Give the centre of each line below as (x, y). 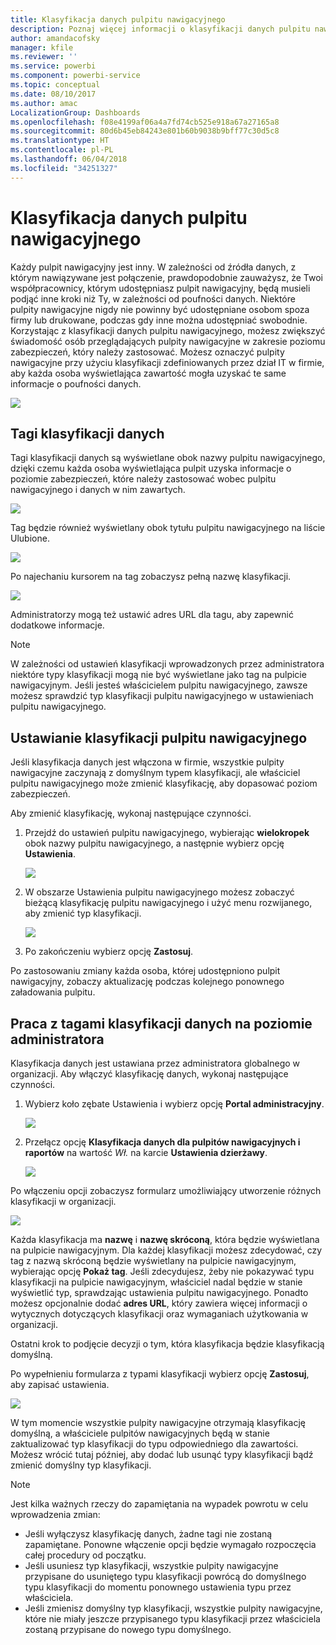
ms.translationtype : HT (60, 141)
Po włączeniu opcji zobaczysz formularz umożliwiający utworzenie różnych (166, 1190)
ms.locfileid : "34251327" (64, 168)
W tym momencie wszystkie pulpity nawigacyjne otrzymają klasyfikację (158, 1422)
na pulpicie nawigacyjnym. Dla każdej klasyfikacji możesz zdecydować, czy (166, 1250)
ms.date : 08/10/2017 (53, 94)
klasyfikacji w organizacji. (63, 1201)
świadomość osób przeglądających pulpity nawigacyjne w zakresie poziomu (168, 341)
